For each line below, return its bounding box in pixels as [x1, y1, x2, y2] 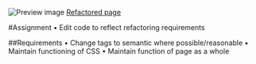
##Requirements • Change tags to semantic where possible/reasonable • [8, 38, 249, 47]
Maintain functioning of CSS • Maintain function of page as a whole [8, 47, 230, 55]
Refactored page [66, 8, 122, 17]
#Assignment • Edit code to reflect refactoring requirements [8, 23, 205, 32]
